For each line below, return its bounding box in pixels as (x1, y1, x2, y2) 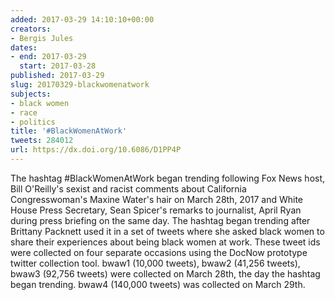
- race (10, 107, 38, 118)
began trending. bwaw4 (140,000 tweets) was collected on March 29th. (10, 278, 306, 290)
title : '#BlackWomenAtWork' (10, 126, 128, 136)
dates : (10, 42, 38, 53)
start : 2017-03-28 (19, 61, 97, 71)
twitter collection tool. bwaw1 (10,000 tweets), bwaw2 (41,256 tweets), (10, 257, 301, 269)
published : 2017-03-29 (10, 71, 105, 81)
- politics (10, 117, 56, 127)
